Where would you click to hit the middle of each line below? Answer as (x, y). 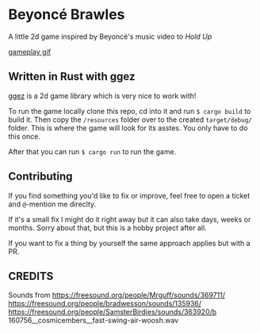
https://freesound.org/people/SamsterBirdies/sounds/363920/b (113, 312)
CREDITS (31, 276)
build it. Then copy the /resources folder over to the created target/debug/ (130, 119)
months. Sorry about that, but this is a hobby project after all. (108, 228)
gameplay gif (30, 51)
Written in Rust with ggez (72, 77)
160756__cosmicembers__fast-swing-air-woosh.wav (94, 320)
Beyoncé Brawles (67, 15)
